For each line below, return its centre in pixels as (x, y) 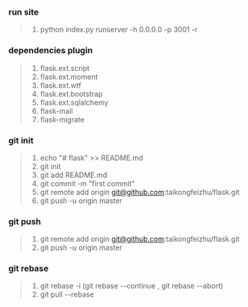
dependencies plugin (51, 51)
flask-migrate (62, 119)
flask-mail (56, 110)
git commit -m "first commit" (87, 183)
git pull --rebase (67, 295)
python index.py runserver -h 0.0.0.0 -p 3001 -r (119, 30)
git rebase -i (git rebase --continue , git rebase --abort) (132, 286)
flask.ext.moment (69, 77)
